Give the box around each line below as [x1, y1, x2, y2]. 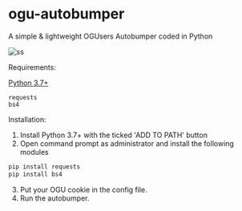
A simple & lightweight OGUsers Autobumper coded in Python [8, 31, 213, 41]
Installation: [8, 114, 46, 124]
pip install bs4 [8, 170, 63, 178]
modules [19, 147, 50, 156]
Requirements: [8, 62, 56, 72]
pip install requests [8, 162, 81, 171]
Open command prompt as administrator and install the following [19, 138, 235, 148]
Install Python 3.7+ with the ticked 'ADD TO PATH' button [19, 130, 208, 140]
